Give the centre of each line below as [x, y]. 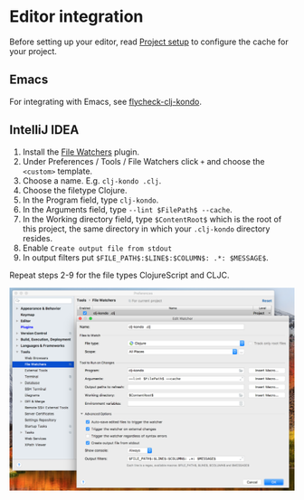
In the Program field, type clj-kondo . [90, 200]
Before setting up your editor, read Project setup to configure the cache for [149, 42]
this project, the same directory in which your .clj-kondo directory [146, 229]
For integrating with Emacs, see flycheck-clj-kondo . [105, 101]
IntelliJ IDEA [44, 130]
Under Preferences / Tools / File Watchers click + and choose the [143, 161]
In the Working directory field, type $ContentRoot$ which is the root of [152, 219]
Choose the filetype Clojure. [75, 190]
